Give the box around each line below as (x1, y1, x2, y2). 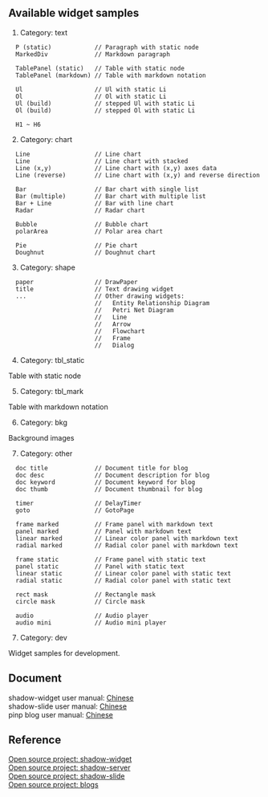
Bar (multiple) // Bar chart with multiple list (15, 192, 206, 200)
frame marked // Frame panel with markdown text (15, 520, 214, 528)
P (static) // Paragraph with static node (15, 43, 199, 51)
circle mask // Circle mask (15, 597, 146, 605)
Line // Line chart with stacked (15, 157, 189, 165)
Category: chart (19, 134, 73, 144)
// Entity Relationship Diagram (94, 299, 210, 307)
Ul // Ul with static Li (15, 85, 167, 93)
